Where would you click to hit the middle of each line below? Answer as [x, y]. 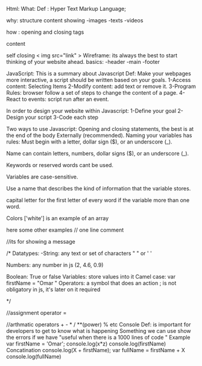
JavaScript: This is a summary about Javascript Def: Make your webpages [99, 74]
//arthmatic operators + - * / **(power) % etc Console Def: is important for [99, 324]
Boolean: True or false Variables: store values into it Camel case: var [91, 276]
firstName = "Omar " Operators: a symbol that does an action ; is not [91, 283]
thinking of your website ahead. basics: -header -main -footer [83, 62]
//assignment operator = [36, 313]
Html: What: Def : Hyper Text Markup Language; [66, 9]
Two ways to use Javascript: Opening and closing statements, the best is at [100, 129]
